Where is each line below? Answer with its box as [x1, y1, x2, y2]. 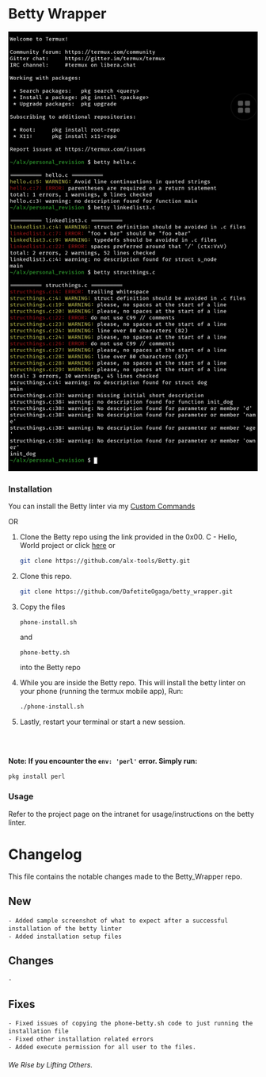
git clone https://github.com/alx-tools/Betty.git [19, 557, 191, 565]
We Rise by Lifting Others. [8, 1060, 93, 1069]
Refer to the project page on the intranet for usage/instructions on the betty [8, 809, 255, 818]
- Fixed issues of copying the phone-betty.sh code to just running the [8, 1020, 253, 1028]
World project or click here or [19, 540, 116, 550]
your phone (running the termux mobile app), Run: [19, 686, 184, 696]
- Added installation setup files [8, 933, 123, 941]
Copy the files [19, 602, 66, 611]
